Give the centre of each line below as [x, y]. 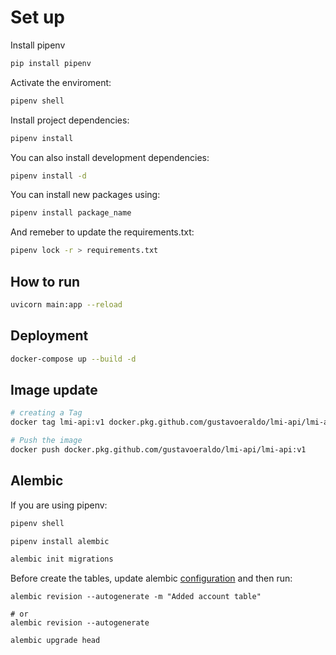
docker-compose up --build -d [73, 359]
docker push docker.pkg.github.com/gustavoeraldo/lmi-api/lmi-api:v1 [158, 450]
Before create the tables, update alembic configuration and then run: [151, 578]
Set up [37, 17]
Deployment [49, 336]
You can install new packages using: [85, 195]
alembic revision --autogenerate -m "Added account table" [136, 597]
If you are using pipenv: [59, 505]
